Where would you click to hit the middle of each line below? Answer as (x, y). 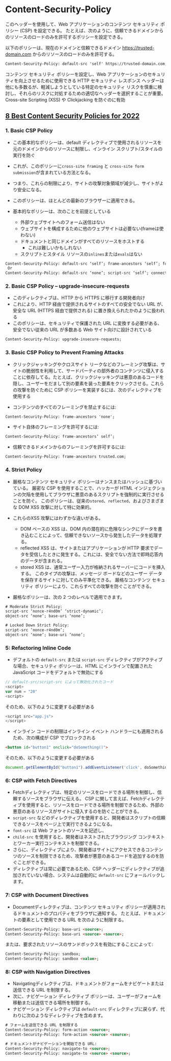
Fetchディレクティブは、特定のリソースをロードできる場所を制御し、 (85, 792)
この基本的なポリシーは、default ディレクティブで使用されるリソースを (87, 142)
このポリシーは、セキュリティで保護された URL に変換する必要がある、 (87, 323)
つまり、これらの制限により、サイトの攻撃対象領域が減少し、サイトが (86, 183)
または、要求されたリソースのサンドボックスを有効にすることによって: (79, 944)
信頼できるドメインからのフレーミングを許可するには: (69, 447)
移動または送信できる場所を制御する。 (53, 1003)
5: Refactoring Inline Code (38, 648)
